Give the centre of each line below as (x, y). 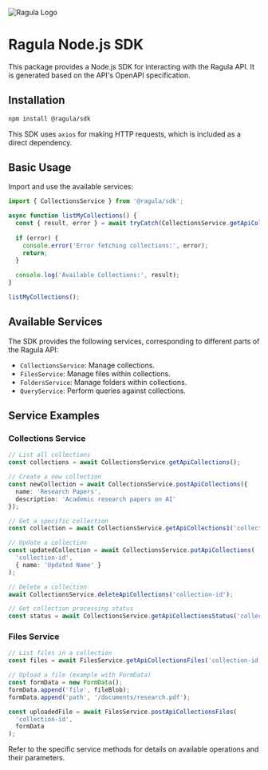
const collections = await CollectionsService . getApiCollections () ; (124, 462)
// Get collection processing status (71, 609)
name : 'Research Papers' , (59, 491)
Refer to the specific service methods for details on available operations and (134, 749)
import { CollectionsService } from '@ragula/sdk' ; (96, 201)
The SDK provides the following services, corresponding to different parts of (134, 341)
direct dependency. (40, 142)
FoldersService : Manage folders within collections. (103, 382)
